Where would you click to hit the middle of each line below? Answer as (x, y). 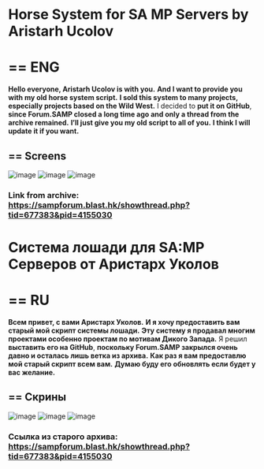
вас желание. (32, 372)
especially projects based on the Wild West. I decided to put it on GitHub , (130, 106)
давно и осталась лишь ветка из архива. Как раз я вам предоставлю (127, 355)
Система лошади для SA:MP (106, 248)
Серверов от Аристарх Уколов (113, 264)
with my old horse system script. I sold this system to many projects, (123, 98)
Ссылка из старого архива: (63, 437)
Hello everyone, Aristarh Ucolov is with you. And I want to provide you (125, 89)
